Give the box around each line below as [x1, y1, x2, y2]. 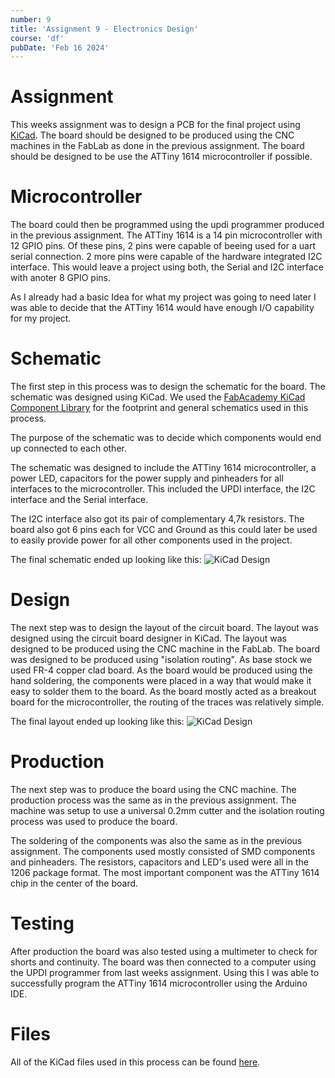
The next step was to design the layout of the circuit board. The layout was [10, 622, 319, 633]
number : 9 [10, 14, 52, 25]
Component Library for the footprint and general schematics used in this [10, 402, 309, 414]
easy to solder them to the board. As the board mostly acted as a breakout [10, 686, 317, 697]
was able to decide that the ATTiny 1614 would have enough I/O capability [10, 302, 315, 314]
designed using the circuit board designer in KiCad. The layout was [10, 632, 287, 644]
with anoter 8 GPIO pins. [10, 272, 112, 284]
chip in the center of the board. [10, 877, 139, 889]
